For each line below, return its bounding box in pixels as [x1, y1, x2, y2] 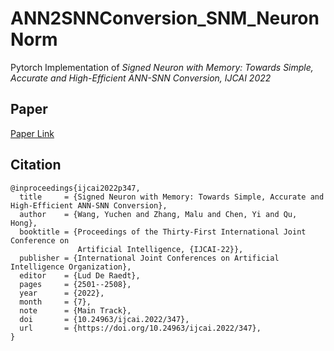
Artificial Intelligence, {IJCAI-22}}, [77, 244, 244, 254]
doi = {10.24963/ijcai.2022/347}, [19, 314, 190, 324]
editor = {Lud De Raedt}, [19, 270, 141, 281]
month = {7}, [19, 297, 92, 307]
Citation [10, 157, 62, 174]
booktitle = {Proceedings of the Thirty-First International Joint [19, 227, 307, 237]
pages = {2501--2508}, [19, 279, 132, 289]
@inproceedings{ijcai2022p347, [10, 183, 141, 193]
